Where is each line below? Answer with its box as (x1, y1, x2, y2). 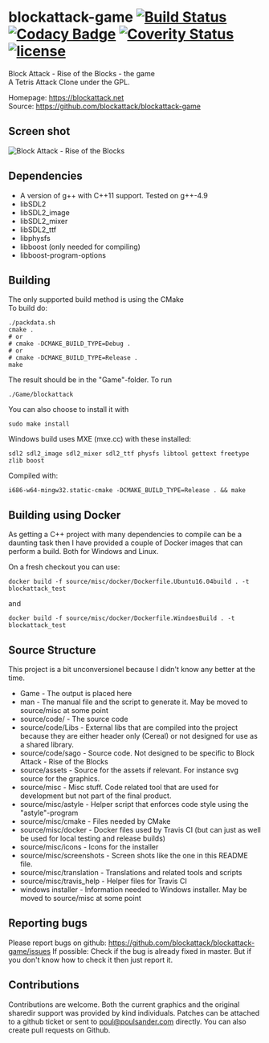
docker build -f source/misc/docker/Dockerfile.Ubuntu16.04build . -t (8, 578, 250, 586)
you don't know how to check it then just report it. (8, 955, 173, 964)
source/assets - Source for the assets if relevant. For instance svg (19, 765, 239, 775)
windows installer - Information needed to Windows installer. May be (19, 885, 247, 894)
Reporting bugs (8, 916, 88, 931)
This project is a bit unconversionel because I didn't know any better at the (8, 665, 255, 674)
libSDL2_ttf (19, 225, 57, 234)
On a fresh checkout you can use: (8, 562, 120, 572)
